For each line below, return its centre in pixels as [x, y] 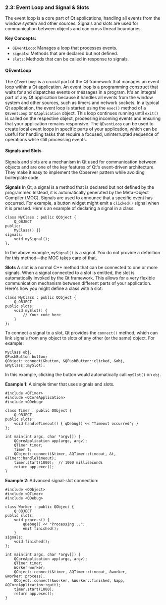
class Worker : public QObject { [40, 507]
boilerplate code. [22, 177]
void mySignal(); [32, 239]
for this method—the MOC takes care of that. [51, 258]
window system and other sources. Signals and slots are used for [72, 23]
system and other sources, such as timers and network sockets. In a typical [82, 103]
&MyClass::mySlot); [25, 365]
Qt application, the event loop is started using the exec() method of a [76, 108]
